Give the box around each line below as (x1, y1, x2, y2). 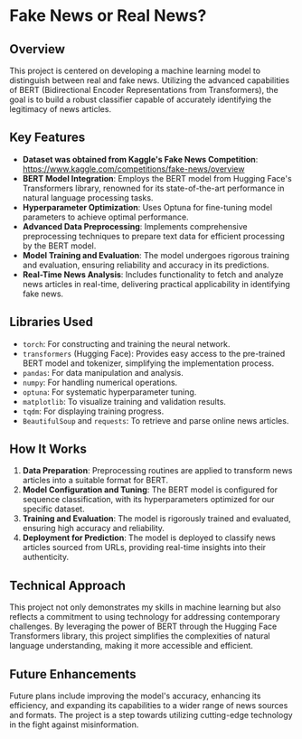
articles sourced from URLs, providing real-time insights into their (22, 542, 267, 553)
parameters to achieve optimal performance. (22, 211, 189, 222)
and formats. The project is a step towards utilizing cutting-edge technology (9, 710, 293, 721)
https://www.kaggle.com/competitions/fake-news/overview (22, 164, 245, 174)
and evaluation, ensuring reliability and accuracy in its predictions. (22, 259, 269, 270)
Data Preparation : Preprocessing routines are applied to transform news (22, 465, 293, 476)
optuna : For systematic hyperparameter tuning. (22, 386, 197, 398)
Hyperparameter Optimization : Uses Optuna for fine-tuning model (22, 201, 273, 212)
